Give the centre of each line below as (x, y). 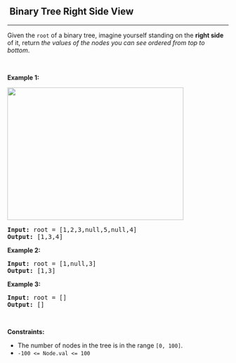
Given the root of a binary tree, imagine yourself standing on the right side (116, 35)
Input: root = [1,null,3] (52, 263)
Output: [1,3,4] (35, 236)
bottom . (19, 50)
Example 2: (24, 250)
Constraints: (26, 331)
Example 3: (24, 284)
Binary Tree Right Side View (72, 12)
